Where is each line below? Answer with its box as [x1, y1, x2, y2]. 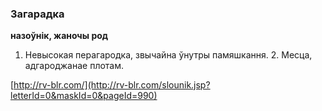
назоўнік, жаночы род [10, 30, 109, 42]
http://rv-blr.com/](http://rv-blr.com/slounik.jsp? [13, 79, 211, 91]
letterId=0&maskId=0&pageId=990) [10, 90, 158, 102]
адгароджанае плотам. [24, 60, 125, 72]
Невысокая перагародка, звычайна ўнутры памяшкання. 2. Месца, [24, 49, 313, 61]
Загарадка [10, 7, 65, 21]
